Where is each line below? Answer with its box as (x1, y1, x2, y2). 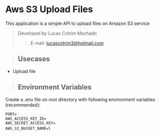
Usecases (17, 55, 50, 63)
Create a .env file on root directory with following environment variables (5, 96, 155, 103)
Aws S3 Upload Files (5, 4, 93, 15)
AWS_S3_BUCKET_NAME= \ (5, 125, 51, 131)
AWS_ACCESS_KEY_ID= (5, 116, 47, 121)
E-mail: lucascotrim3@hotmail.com (30, 40, 104, 46)
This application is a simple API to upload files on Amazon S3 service (5, 20, 150, 26)
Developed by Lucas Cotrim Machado (17, 30, 98, 36)
